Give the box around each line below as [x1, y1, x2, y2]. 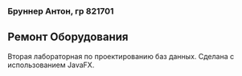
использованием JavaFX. [7, 60, 95, 70]
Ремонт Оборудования [7, 30, 129, 44]
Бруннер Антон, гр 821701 [7, 6, 114, 17]
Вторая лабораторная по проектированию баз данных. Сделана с [7, 51, 235, 61]
